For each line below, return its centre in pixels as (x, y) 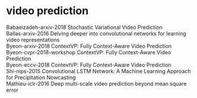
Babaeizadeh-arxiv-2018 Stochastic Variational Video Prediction (84, 27)
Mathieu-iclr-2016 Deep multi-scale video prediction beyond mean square (96, 83)
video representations (33, 40)
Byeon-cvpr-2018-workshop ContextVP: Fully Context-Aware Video (88, 52)
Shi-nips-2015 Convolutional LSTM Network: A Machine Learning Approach (99, 71)
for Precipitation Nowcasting (41, 77)
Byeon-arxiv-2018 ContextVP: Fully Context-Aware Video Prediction (89, 46)
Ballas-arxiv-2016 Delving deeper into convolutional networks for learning (96, 33)
